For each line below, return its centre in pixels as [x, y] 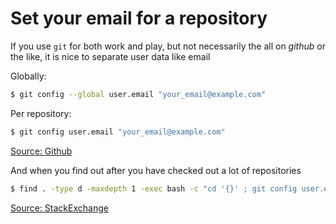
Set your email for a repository [139, 18]
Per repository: [41, 113]
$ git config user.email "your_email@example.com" [118, 132]
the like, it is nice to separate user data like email [110, 56]
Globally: [28, 76]
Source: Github [41, 151]
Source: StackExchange [59, 208]
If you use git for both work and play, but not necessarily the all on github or [168, 46]
